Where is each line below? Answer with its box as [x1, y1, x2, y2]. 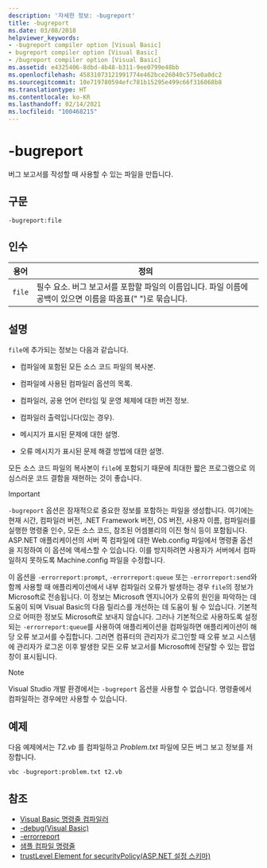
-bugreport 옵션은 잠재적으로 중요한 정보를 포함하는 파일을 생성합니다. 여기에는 [8, 506, 254, 516]
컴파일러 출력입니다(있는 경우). [19, 413, 115, 422]
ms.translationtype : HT [8, 85, 87, 94]
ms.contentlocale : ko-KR [8, 93, 91, 101]
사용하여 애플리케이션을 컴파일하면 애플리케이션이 [95, 622, 249, 632]
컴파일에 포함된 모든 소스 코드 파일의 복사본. [19, 362, 157, 372]
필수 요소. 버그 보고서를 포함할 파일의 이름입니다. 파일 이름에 [36, 281, 249, 292]
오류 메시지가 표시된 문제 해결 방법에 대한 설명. [19, 446, 164, 456]
